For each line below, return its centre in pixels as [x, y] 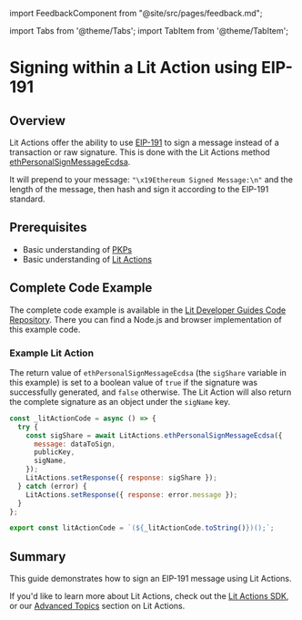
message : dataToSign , [75, 444]
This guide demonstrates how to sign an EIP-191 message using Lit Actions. [151, 579]
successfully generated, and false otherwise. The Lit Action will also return [151, 392]
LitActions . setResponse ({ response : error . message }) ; [132, 495]
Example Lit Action [51, 353]
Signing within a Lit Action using [134, 68]
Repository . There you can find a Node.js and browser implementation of [146, 319]
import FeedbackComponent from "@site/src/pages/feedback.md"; [136, 13]
